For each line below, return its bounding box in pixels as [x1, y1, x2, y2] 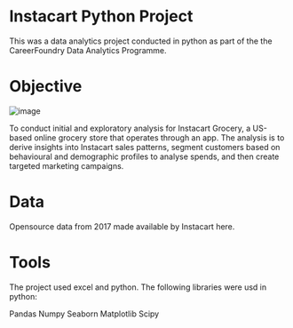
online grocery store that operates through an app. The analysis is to [34, 132, 285, 143]
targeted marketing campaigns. [9, 160, 124, 171]
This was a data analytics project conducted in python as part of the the [9, 36, 273, 46]
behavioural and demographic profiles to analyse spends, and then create [9, 151, 280, 162]
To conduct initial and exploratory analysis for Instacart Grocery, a [9, 123, 251, 133]
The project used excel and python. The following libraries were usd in [9, 282, 267, 292]
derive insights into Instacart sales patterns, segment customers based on [9, 141, 281, 152]
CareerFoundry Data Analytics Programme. [9, 44, 167, 55]
